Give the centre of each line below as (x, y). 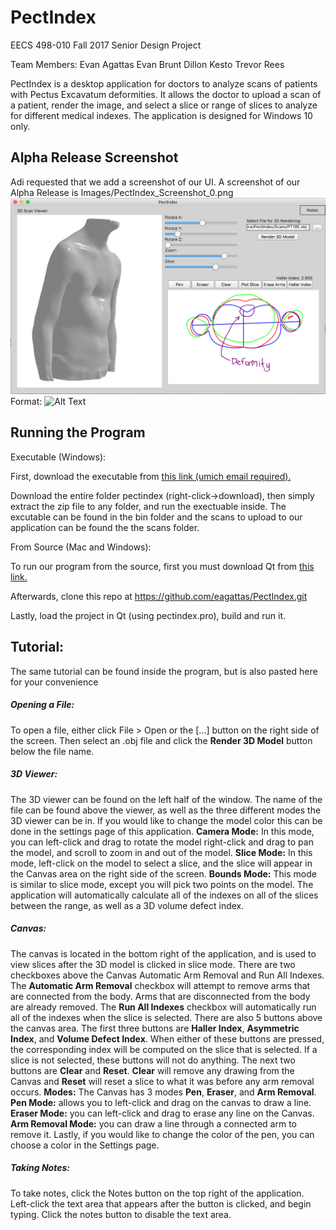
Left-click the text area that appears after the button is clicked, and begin (161, 1203)
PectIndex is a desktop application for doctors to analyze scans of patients (164, 83)
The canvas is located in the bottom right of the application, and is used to (163, 953)
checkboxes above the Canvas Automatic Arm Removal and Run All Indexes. (167, 975)
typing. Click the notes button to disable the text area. (121, 1214)
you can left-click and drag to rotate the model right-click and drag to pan (162, 842)
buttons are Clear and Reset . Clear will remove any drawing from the (152, 1070)
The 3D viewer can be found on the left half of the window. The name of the (166, 799)
